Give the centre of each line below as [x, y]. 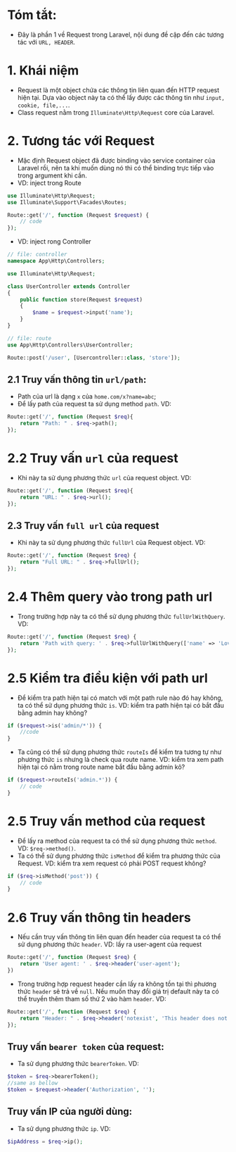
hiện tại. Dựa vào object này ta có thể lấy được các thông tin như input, [121, 97]
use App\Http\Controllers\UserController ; [70, 345]
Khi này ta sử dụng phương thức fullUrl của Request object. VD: [111, 543]
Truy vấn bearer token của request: [86, 1047]
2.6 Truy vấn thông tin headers [99, 917]
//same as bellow [33, 1083]
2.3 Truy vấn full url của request [83, 526]
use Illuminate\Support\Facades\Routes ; [67, 202]
